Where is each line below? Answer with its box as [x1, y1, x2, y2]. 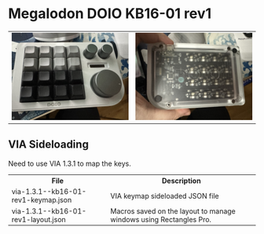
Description [161, 176, 202, 185]
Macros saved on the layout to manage [110, 206, 236, 216]
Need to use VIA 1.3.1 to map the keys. [8, 159, 131, 168]
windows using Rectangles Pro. [110, 214, 212, 224]
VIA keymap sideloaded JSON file [110, 191, 219, 200]
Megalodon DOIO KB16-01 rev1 [8, 5, 212, 23]
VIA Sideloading [8, 138, 89, 152]
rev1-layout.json [11, 214, 67, 224]
